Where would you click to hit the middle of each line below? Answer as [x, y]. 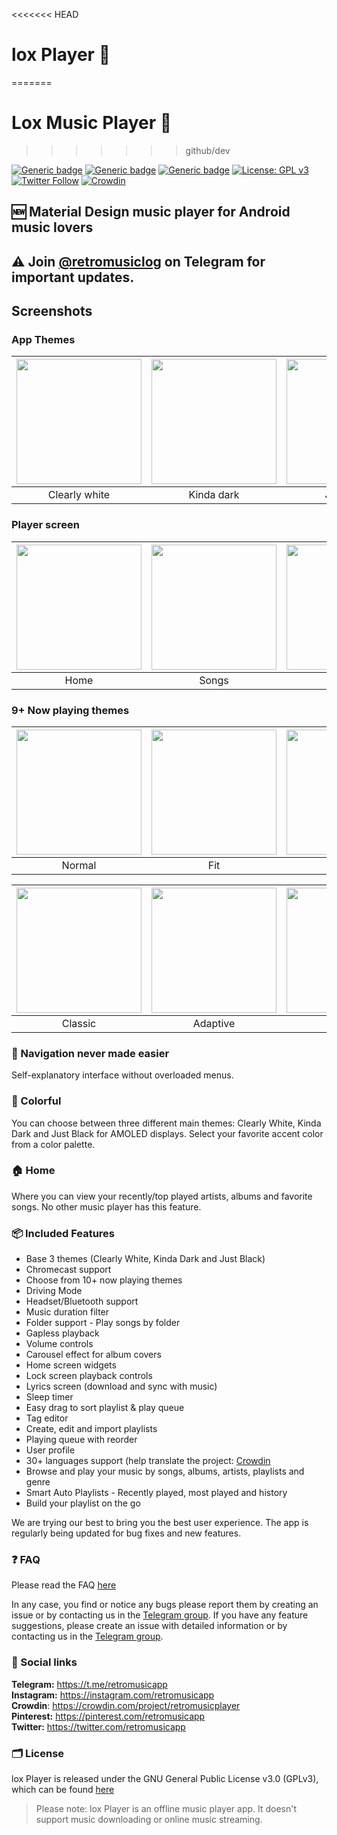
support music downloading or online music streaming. [149, 1820]
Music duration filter [67, 1312]
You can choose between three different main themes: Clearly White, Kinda [166, 1123]
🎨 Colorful [36, 1101]
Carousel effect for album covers [93, 1355]
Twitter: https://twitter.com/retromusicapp [98, 1726]
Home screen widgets [71, 1365]
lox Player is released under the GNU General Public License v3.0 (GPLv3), [165, 1779]
